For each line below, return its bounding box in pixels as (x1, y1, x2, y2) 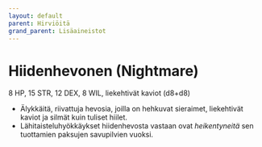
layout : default (8, 11, 63, 20)
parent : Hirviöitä (8, 19, 70, 27)
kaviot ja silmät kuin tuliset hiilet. (19, 112, 127, 122)
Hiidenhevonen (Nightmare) (8, 61, 199, 80)
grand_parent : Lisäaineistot (8, 27, 106, 35)
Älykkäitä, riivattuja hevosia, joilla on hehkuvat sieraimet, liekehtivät (19, 104, 243, 114)
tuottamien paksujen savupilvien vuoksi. (19, 130, 154, 140)
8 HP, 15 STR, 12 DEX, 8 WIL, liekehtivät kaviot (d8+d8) (8, 88, 191, 98)
